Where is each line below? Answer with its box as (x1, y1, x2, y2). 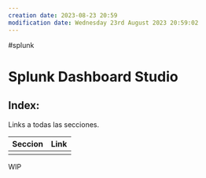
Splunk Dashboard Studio (8, 67, 178, 85)
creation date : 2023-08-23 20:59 (8, 11, 118, 20)
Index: (8, 99, 40, 112)
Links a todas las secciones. (8, 119, 100, 129)
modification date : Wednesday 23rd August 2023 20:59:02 (8, 19, 199, 27)
